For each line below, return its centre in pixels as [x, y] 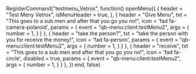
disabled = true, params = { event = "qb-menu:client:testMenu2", [102, 58]
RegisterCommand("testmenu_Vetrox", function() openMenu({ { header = [94, 9]
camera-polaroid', [28, 27]
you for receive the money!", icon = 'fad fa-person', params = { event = [92, 40]
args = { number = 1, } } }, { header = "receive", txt [127, 46]
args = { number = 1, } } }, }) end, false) [53, 65]
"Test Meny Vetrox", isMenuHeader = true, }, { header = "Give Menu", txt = [97, 15]
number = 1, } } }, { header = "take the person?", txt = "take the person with [97, 33]
